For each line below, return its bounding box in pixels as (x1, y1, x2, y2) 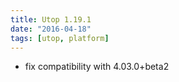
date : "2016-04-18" (10, 24, 92, 34)
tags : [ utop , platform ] (10, 33, 110, 43)
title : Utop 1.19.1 (10, 14, 92, 25)
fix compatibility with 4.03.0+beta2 (24, 61, 170, 73)
